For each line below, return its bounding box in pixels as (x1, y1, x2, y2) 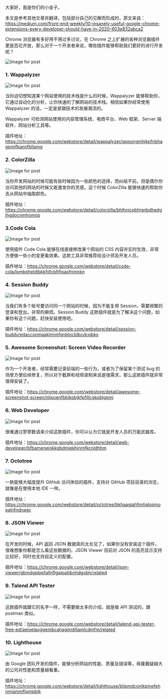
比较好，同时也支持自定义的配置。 (5, 553, 75, 559)
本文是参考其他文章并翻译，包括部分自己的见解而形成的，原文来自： (5, 15, 145, 21)
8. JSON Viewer (5, 519, 44, 526)
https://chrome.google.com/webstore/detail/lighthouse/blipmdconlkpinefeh (5, 683, 161, 689)
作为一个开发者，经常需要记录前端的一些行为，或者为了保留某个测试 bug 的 (5, 365, 160, 371)
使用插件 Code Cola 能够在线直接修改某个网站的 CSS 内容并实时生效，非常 (5, 246, 159, 252)
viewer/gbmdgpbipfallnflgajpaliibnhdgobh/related (5, 569, 107, 576)
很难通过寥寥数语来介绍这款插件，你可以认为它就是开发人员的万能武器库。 (5, 428, 158, 434)
